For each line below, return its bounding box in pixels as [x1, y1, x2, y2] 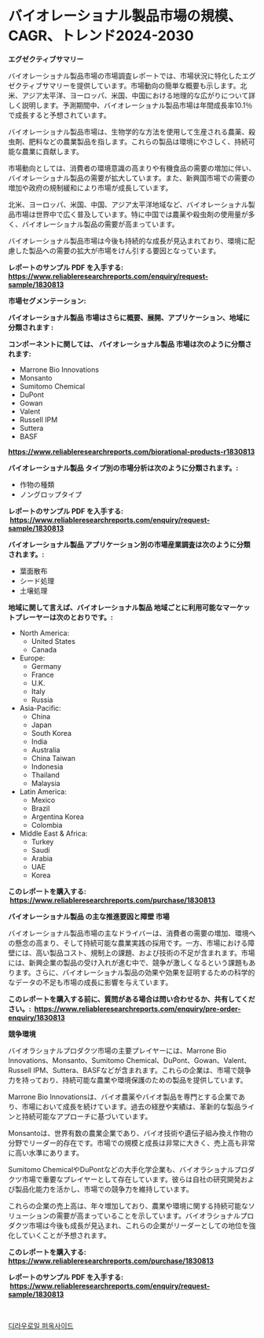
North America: [19, 628, 69, 638]
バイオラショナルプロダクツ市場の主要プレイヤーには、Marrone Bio [8, 1046, 227, 1055]
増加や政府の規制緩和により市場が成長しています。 [8, 182, 173, 193]
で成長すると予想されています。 [8, 110, 112, 119]
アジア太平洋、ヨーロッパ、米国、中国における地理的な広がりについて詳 [21, 90, 256, 100]
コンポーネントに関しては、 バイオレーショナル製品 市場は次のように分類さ [8, 339, 252, 348]
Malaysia [31, 778, 60, 788]
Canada [31, 645, 57, 654]
